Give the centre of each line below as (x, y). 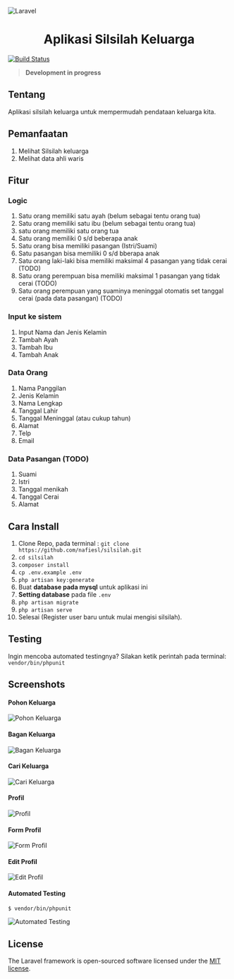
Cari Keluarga (29, 766)
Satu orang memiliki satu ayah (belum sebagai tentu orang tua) (109, 216)
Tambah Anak (38, 354)
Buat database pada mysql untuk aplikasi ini (83, 587)
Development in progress (63, 72)
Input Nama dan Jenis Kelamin (62, 332)
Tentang (27, 95)
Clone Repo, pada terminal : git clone (74, 543)
